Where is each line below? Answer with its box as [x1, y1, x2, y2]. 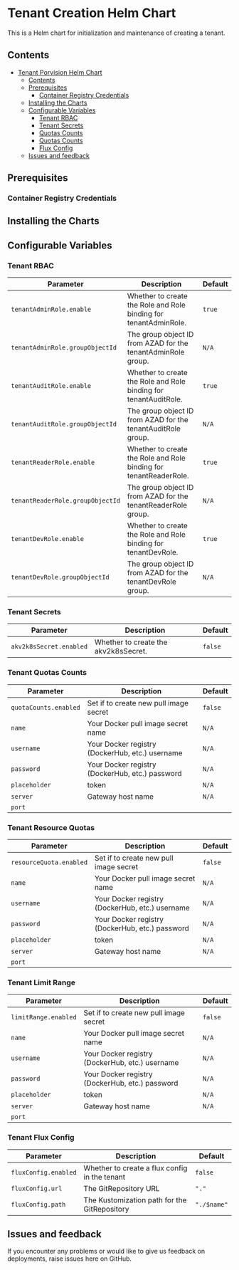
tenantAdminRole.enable [11, 305, 92, 314]
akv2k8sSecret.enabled [11, 643, 87, 651]
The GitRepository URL [83, 1183, 160, 1193]
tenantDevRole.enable [11, 535, 84, 543]
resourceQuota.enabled [11, 859, 87, 866]
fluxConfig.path [11, 1200, 66, 1208]
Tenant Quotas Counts [7, 668, 87, 678]
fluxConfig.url [11, 1184, 63, 1192]
